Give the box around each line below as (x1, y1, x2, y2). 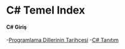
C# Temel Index (6, 4, 86, 17)
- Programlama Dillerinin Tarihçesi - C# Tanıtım (6, 37, 119, 44)
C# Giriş (6, 23, 27, 30)
